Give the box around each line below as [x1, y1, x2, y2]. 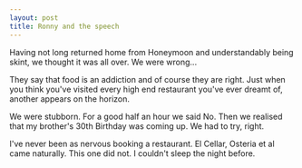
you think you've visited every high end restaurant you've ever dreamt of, [9, 84, 283, 94]
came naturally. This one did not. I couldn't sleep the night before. [9, 147, 256, 159]
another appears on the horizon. [9, 93, 130, 104]
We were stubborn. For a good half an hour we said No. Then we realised [9, 111, 283, 122]
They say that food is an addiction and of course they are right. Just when [9, 74, 286, 84]
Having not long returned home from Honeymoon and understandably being [9, 46, 294, 57]
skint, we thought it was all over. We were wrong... [9, 56, 198, 67]
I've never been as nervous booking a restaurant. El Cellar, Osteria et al [9, 138, 275, 149]
